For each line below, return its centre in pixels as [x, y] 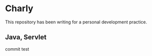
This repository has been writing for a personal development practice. [76, 22]
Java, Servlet [26, 37]
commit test [17, 49]
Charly [19, 9]
